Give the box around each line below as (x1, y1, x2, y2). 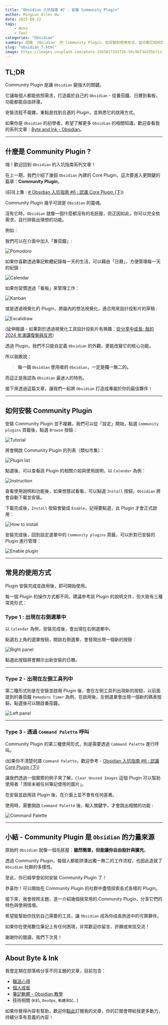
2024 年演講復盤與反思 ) (5, 332, 54, 338)
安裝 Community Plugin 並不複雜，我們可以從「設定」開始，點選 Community (5, 420, 159, 427)
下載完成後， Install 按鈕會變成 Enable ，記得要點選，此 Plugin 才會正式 (5, 505, 153, 511)
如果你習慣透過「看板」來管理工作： (5, 285, 80, 291)
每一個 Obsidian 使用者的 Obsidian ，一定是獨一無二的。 (17, 364, 131, 370)
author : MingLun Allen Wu (5, 12, 59, 17)
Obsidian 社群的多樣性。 (5, 864, 55, 870)
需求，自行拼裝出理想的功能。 (5, 217, 66, 223)
